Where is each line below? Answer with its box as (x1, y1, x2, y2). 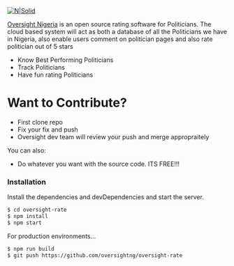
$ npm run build (7, 245, 54, 252)
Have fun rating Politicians (17, 70, 94, 79)
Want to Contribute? (7, 95, 127, 111)
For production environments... (7, 232, 96, 240)
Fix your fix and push (17, 125, 78, 134)
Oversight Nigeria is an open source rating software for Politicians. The (7, 20, 212, 28)
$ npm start (7, 219, 42, 226)
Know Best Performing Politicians (17, 56, 114, 64)
